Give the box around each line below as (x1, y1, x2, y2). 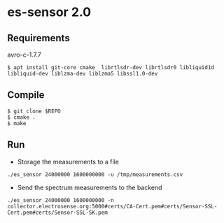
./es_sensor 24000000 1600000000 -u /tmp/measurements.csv (7, 171, 183, 178)
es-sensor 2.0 (7, 4, 92, 20)
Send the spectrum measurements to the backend (17, 183, 162, 192)
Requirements (7, 32, 70, 44)
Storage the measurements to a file (17, 157, 119, 166)
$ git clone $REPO (7, 108, 61, 115)
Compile (7, 89, 45, 101)
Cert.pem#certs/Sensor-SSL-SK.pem (7, 209, 108, 216)
